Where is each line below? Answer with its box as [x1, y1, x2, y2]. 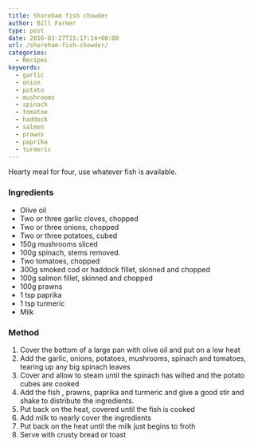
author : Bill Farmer [8, 19, 77, 27]
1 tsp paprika [19, 290, 62, 299]
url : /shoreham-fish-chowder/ [8, 42, 109, 49]
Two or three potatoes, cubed [19, 231, 118, 240]
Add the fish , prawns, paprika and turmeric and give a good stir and [19, 387, 244, 397]
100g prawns [19, 281, 63, 291]
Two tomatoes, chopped [19, 256, 100, 266]
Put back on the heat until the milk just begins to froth [19, 421, 196, 431]
